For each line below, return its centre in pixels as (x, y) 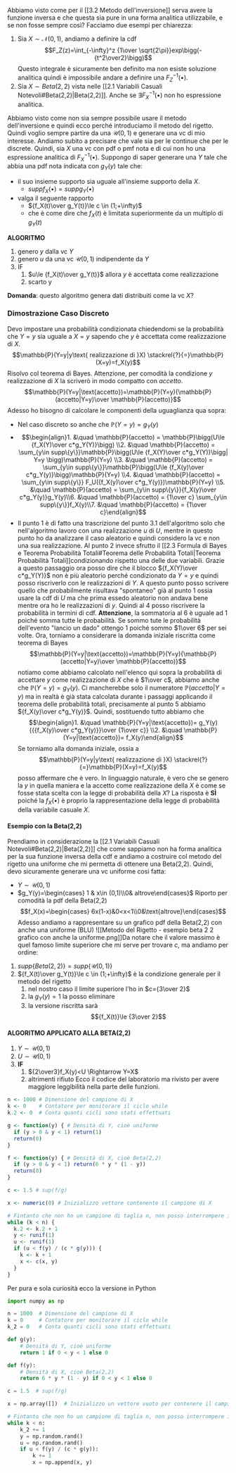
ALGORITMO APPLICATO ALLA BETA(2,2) (69, 1033)
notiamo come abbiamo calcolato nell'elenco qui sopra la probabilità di (120, 672)
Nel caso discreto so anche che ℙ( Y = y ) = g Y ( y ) (88, 425)
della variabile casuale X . (53, 810)
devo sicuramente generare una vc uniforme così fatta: (87, 871)
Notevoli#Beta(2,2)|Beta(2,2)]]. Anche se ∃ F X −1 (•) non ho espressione (119, 95)
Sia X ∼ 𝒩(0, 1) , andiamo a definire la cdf (77, 39)
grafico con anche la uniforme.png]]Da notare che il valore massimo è (119, 938)
